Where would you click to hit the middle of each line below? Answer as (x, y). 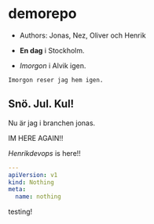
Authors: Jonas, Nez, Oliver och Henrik (83, 35)
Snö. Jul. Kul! (41, 104)
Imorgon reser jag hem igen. (56, 80)
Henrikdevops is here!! (44, 153)
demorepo (42, 14)
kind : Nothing (31, 182)
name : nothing (38, 197)
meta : (17, 190)
